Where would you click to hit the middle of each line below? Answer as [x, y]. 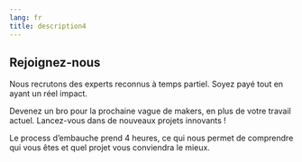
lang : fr [26, 18]
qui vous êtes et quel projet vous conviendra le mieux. [110, 148]
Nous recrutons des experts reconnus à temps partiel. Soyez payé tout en [146, 84]
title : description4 [48, 26]
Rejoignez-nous [55, 63]
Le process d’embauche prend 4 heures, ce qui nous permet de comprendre [151, 138]
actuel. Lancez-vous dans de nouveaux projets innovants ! [118, 121]
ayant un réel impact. [49, 94]
